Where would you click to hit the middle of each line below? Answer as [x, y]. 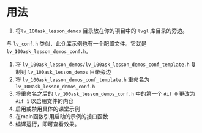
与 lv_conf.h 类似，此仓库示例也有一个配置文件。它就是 [77, 43]
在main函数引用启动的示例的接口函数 [62, 116]
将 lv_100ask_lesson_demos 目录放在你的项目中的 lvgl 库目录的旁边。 [101, 31]
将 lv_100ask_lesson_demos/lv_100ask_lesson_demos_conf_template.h [102, 64]
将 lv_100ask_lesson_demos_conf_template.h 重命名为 [82, 79]
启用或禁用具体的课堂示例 [47, 109]
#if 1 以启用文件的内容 [44, 101]
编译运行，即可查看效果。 [47, 124]
